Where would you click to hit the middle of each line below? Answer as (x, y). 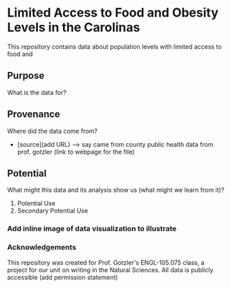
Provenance (34, 115)
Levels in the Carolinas (74, 27)
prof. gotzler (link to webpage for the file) (76, 152)
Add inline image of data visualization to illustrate (92, 228)
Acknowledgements (42, 247)
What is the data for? (37, 92)
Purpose (26, 76)
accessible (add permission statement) (63, 277)
